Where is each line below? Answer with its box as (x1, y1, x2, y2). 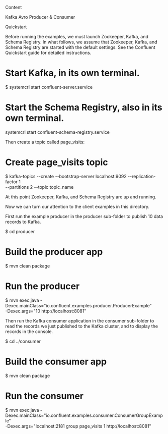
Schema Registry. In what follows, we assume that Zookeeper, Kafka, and (5, 39, 157, 45)
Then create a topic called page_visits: (5, 139, 85, 145)
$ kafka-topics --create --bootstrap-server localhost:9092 (5, 173, 127, 179)
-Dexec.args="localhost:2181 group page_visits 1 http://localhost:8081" (5, 423, 152, 429)
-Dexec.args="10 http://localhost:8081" (5, 308, 87, 314)
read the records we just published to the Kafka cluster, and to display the (5, 323, 158, 329)
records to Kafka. (5, 219, 41, 225)
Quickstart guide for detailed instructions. (5, 50, 92, 56)
